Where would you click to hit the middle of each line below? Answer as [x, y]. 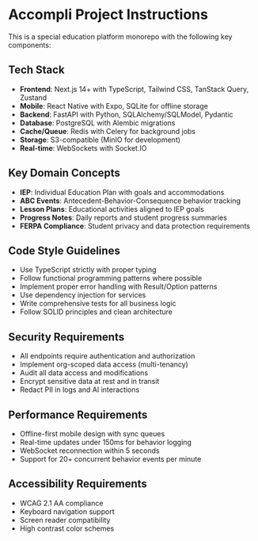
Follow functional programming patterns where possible [111, 278]
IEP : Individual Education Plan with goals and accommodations [122, 192]
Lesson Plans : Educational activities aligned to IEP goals [112, 209]
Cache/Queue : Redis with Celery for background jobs [108, 131]
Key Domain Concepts [64, 173]
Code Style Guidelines [64, 250]
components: [30, 44]
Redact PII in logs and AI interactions [80, 389]
